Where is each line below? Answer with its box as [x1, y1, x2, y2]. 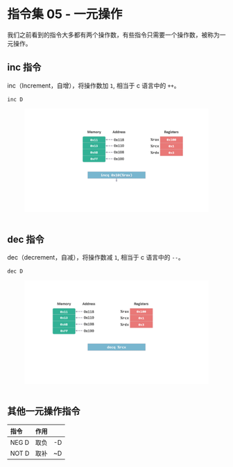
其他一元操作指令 [7, 405, 80, 417]
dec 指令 [7, 233, 45, 245]
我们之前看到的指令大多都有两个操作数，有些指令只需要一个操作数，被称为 [7, 31, 220, 39]
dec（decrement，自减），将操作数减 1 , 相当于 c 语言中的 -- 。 [7, 253, 185, 262]
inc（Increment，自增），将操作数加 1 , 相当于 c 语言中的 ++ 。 [7, 81, 180, 90]
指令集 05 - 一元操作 [7, 6, 123, 22]
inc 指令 [7, 62, 42, 74]
